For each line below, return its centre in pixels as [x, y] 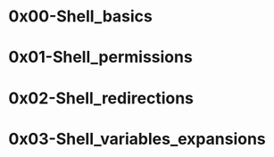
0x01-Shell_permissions [100, 58]
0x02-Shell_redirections [101, 98]
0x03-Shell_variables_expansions [137, 139]
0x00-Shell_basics [80, 17]
